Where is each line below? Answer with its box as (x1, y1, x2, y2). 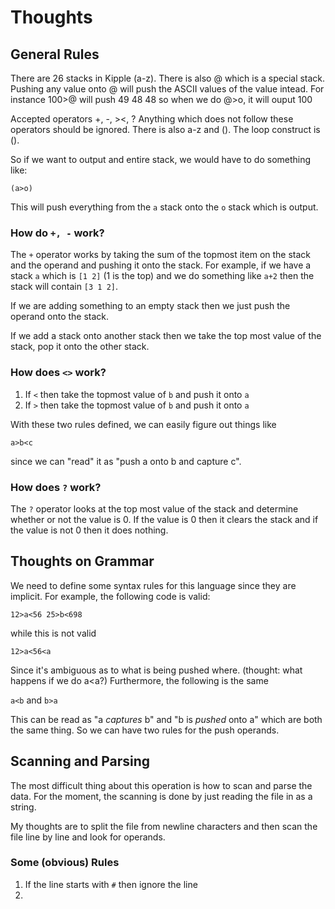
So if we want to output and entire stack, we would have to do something (10, 154, 312, 165)
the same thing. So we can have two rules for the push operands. (10, 724, 280, 736)
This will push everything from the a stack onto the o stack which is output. (10, 201, 319, 213)
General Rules (10, 46, 100, 63)
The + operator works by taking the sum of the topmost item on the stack (10, 249, 312, 261)
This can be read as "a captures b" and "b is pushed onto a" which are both (10, 713, 323, 725)
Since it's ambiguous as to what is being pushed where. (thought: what (10, 664, 303, 676)
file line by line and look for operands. (10, 831, 166, 843)
